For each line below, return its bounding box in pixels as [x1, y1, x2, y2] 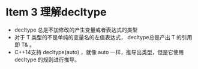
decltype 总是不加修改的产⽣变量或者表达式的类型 [14, 26, 138, 33]
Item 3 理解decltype [5, 5, 107, 19]
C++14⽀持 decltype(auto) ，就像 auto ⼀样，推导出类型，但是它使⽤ [14, 48, 184, 55]
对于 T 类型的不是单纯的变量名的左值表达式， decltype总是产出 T [14, 33, 175, 40]
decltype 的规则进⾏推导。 [14, 56, 80, 63]
